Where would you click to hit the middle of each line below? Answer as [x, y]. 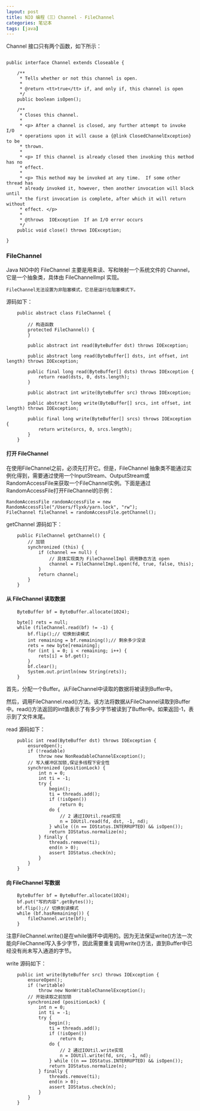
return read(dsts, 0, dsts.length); [84, 377]
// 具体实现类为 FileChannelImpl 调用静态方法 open [109, 558]
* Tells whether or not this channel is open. [78, 78]
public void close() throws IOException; [69, 230]
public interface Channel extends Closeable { [65, 63]
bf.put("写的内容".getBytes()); [55, 902]
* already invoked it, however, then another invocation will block [107, 189]
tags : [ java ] [22, 28]
